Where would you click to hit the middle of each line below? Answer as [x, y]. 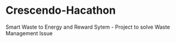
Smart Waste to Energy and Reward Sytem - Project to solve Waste [88, 27]
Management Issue [29, 33]
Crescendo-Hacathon [61, 10]
